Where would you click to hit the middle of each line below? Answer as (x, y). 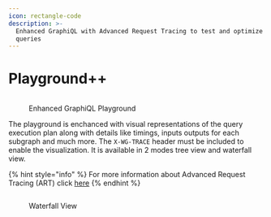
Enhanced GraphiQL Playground (82, 108)
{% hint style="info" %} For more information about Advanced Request (127, 175)
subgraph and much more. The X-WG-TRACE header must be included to (126, 141)
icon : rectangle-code (45, 16)
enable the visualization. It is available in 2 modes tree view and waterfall (130, 150)
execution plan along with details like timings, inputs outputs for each (124, 133)
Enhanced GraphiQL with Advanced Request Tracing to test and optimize (140, 31)
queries (29, 39)
